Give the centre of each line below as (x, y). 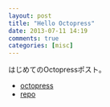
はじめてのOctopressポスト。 (57, 70)
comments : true (34, 38)
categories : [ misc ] (41, 46)
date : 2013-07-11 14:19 (48, 31)
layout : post (30, 16)
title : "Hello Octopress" (51, 23)
